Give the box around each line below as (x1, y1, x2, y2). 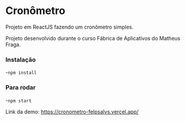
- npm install (5, 69, 37, 76)
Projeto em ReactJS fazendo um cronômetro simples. (5, 23, 134, 30)
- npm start (5, 96, 31, 103)
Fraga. (5, 41, 21, 48)
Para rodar (5, 84, 36, 92)
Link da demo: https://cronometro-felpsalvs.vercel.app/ (5, 108, 139, 115)
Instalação (5, 56, 36, 64)
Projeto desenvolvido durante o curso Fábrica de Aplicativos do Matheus (5, 34, 181, 42)
